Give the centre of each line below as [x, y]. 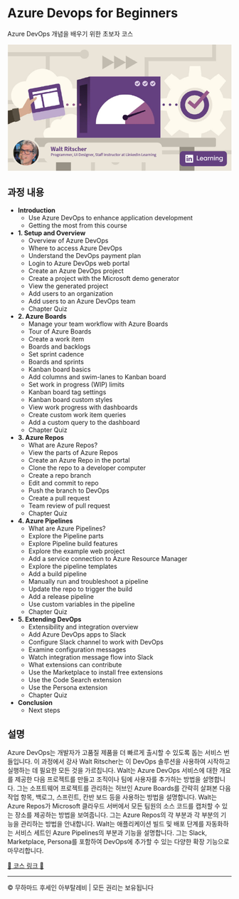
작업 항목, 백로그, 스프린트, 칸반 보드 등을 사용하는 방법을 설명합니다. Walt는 [112, 797]
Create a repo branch [59, 475]
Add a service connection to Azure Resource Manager [108, 558]
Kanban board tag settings [67, 392]
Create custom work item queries [77, 414]
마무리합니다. [26, 851]
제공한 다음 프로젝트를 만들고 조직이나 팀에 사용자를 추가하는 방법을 [108, 779]
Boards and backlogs [59, 346]
